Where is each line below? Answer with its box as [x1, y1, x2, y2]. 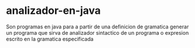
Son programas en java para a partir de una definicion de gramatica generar [6, 23, 189, 30]
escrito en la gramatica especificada [6, 35, 94, 42]
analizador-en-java [6, 4, 101, 17]
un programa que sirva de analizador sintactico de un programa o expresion [6, 29, 189, 36]
